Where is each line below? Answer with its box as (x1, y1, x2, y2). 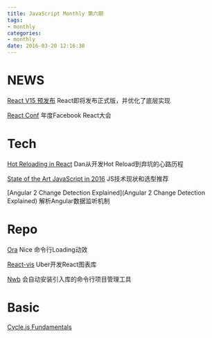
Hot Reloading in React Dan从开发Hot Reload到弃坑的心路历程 (7, 159, 184, 168)
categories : (7, 29, 42, 37)
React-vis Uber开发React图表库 (7, 260, 97, 268)
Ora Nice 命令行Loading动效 (7, 245, 88, 254)
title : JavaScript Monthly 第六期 (7, 10, 104, 17)
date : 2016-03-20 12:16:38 (7, 42, 85, 49)
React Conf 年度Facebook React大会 (7, 111, 112, 119)
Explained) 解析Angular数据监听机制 (7, 196, 110, 205)
